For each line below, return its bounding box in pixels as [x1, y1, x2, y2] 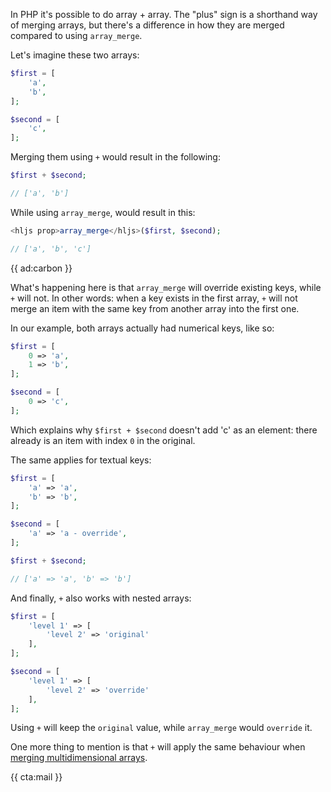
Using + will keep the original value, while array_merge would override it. [10, 722, 313, 734]
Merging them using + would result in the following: [10, 151, 221, 163]
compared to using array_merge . [10, 30, 143, 41]
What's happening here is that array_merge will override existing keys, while [10, 281, 322, 293]
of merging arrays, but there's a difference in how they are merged [10, 19, 285, 31]
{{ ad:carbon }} [10, 262, 73, 274]
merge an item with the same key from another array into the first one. [10, 302, 300, 314]
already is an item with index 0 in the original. [10, 434, 196, 446]
